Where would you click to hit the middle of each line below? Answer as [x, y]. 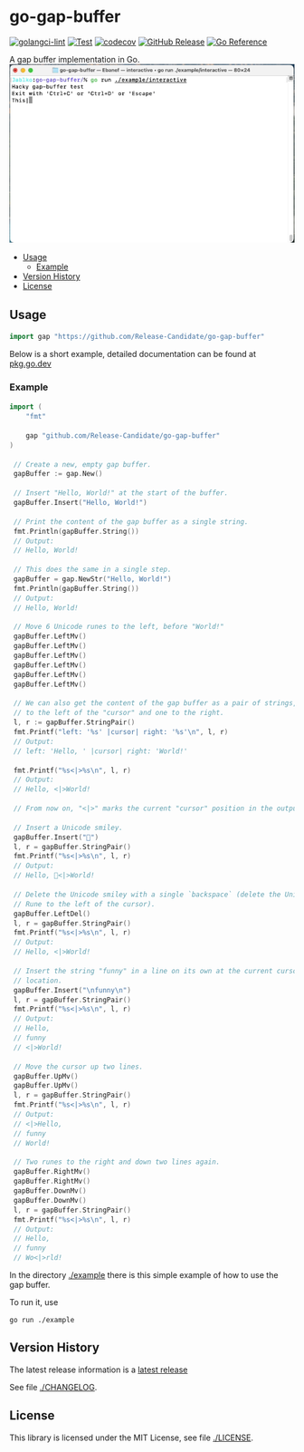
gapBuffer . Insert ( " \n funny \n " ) [72, 990]
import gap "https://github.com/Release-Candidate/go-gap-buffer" [137, 337]
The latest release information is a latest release [99, 1370]
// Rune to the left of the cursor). [84, 904]
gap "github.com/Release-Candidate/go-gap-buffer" [123, 436]
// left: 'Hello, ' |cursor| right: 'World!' [100, 751]
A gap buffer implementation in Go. [75, 59]
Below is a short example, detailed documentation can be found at [133, 353]
